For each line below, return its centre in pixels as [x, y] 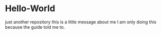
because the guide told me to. [35, 27]
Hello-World [30, 9]
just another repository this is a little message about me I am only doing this [81, 22]
